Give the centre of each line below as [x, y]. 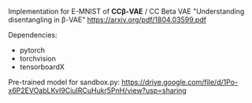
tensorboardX [42, 67]
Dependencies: [33, 35]
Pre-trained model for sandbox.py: [64, 82]
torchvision [38, 59]
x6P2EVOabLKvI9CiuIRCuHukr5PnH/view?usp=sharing [97, 90]
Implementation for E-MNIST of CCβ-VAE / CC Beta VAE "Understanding [126, 11]
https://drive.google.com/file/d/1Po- [180, 82]
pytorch [32, 50]
